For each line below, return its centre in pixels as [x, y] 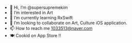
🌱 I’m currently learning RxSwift [41, 18]
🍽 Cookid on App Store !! [35, 36]
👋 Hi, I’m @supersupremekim [39, 7]
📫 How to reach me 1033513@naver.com [51, 28]
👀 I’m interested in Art [31, 13]
